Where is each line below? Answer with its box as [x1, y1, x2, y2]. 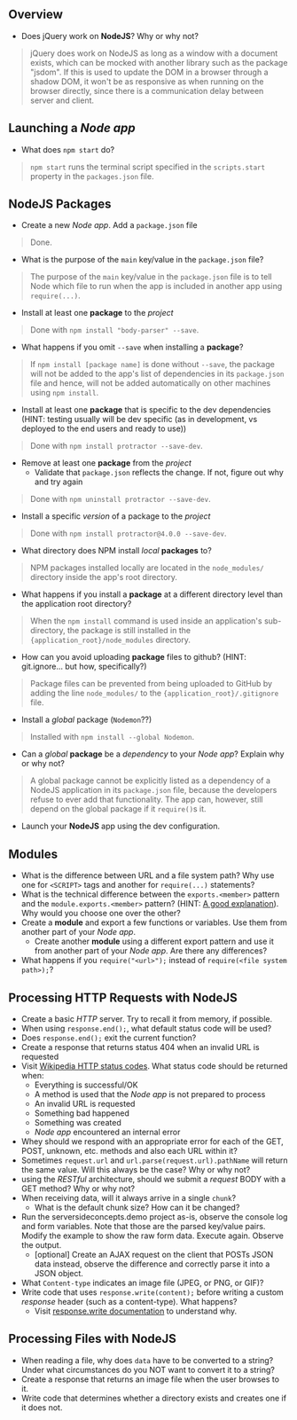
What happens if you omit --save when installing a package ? [20, 341, 244, 353]
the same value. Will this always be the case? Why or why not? [20, 1165, 251, 1175]
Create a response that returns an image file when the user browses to [20, 1374, 280, 1385]
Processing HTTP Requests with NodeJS [8, 990, 238, 1005]
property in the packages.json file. [29, 170, 154, 181]
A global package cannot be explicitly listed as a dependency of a [29, 775, 271, 786]
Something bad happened [34, 1108, 129, 1118]
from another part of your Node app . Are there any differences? [34, 945, 268, 956]
